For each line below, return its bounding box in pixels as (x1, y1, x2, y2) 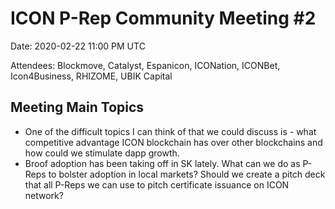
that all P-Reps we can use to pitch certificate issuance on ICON (24, 178, 290, 191)
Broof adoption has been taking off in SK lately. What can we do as (24, 157, 301, 169)
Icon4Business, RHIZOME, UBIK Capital (10, 70, 173, 82)
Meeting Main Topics (10, 99, 145, 116)
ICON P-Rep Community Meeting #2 (10, 7, 317, 30)
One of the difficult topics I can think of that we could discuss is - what (24, 125, 317, 137)
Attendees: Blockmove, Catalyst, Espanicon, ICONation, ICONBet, (10, 59, 281, 71)
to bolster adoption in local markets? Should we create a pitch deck (48, 168, 326, 180)
